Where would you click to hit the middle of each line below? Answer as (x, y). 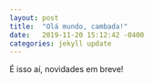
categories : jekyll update (61, 43)
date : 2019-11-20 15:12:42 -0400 (77, 35)
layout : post (34, 18)
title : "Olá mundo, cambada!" (69, 26)
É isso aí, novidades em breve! (66, 69)
